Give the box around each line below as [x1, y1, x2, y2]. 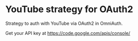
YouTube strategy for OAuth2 [5, 4, 133, 15]
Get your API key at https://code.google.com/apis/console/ [5, 30, 130, 36]
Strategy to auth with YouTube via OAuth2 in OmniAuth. [5, 20, 123, 26]
